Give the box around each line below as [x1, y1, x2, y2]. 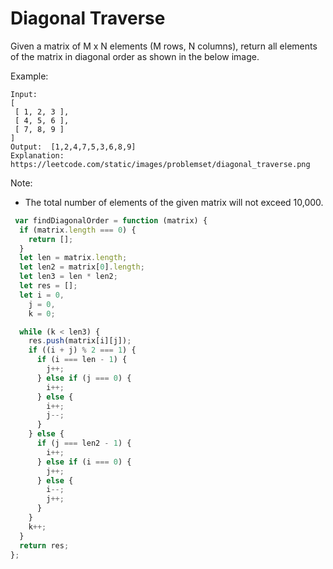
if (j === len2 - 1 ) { [36, 438, 132, 449]
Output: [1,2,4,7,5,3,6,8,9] [10, 142, 137, 152]
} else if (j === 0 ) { [36, 373, 132, 383]
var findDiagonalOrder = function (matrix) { [14, 215, 208, 226]
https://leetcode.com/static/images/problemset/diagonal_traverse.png [10, 159, 311, 169]
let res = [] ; [19, 281, 78, 291]
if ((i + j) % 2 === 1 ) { [28, 345, 137, 356]
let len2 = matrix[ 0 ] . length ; [19, 262, 145, 272]
